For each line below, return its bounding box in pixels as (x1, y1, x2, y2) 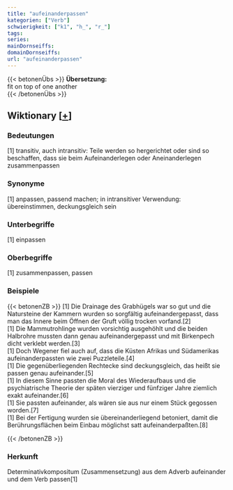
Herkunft (7, 452, 38, 461)
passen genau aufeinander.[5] (7, 369, 94, 377)
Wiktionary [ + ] (7, 110, 72, 122)
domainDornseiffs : (7, 50, 61, 57)
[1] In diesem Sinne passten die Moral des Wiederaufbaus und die (7, 376, 197, 385)
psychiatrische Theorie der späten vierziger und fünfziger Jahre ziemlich (7, 383, 218, 392)
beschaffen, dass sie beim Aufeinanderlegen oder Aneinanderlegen (7, 154, 202, 163)
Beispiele (7, 286, 40, 296)
